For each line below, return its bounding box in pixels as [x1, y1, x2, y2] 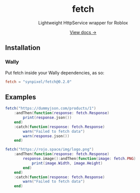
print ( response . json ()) [23, 115, 72, 120]
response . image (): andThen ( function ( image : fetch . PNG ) [23, 156, 136, 161]
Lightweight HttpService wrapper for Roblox [38, 20, 128, 26]
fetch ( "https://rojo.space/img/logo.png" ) [5, 147, 94, 152]
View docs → [69, 29, 96, 35]
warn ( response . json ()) [23, 133, 70, 139]
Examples [5, 93, 36, 101]
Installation [5, 43, 41, 52]
